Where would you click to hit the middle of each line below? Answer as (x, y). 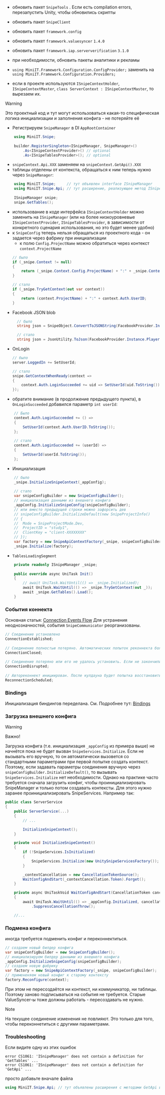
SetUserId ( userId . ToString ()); (55, 455)
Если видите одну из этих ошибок (41, 1047)
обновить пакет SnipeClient (41, 22)
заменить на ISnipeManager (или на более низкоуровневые (73, 217)
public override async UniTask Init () (54, 574)
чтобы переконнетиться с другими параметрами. (57, 1024)
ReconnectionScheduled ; (29, 680)
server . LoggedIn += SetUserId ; (44, 362)
